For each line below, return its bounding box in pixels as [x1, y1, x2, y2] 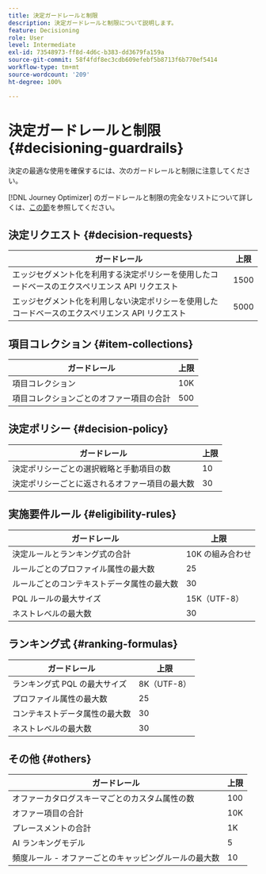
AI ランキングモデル [12, 838, 85, 849]
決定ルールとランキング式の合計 [12, 548, 131, 559]
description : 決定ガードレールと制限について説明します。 [8, 19, 178, 27]
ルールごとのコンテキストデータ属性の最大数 [12, 578, 179, 589]
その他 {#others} [8, 752, 92, 765]
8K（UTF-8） [138, 678, 192, 689]
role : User [8, 33, 44, 42]
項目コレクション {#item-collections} [8, 337, 194, 351]
